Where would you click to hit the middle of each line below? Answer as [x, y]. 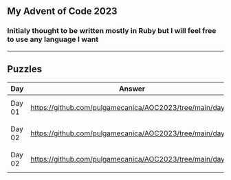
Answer [132, 89]
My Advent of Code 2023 [63, 11]
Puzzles [25, 69]
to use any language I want [53, 39]
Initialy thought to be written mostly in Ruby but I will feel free [112, 31]
